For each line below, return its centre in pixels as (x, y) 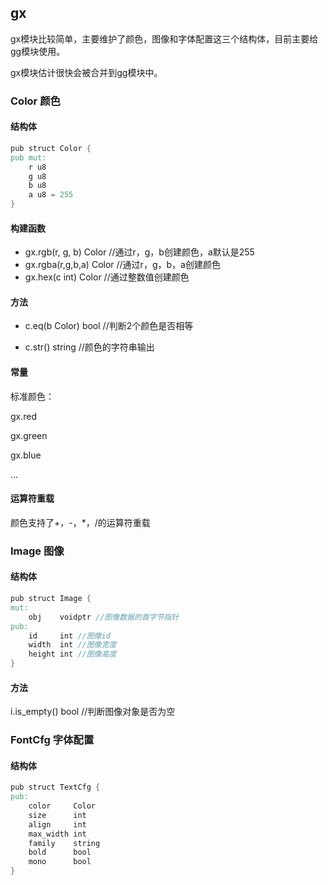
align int (57, 824)
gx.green (29, 435)
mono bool (60, 862)
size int (57, 815)
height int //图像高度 (72, 654)
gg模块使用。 (38, 51)
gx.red (24, 416)
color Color (62, 806)
